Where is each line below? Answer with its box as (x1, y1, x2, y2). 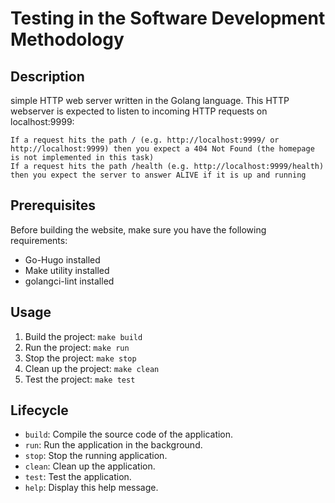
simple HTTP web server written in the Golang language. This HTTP (10, 95, 290, 106)
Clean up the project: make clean (24, 362, 160, 374)
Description (10, 68, 85, 85)
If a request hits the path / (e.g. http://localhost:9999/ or (10, 135, 280, 145)
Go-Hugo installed (24, 253, 101, 266)
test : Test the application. (24, 471, 132, 483)
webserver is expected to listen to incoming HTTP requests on (10, 105, 268, 117)
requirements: (10, 234, 68, 246)
